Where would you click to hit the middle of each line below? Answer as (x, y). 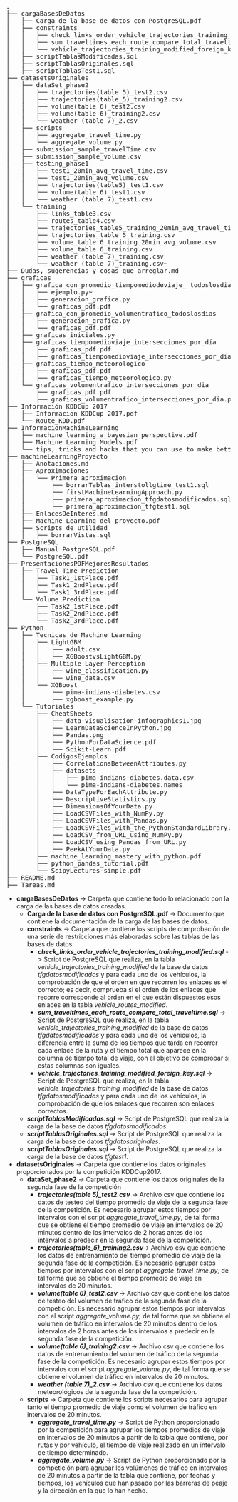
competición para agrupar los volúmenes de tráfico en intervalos (133, 1468)
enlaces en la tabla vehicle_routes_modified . (103, 1005)
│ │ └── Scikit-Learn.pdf (66, 749)
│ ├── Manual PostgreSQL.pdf (61, 549)
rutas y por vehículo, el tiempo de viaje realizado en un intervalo (131, 1445)
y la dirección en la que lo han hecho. (93, 1491)
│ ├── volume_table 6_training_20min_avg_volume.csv (112, 242)
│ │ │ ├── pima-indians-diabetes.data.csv (100, 778)
